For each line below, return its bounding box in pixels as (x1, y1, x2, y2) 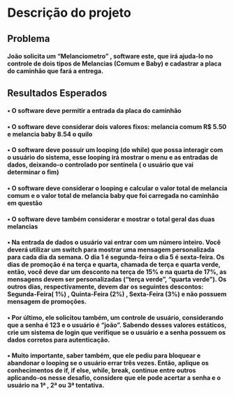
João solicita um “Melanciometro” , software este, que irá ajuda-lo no (7, 52, 213, 61)
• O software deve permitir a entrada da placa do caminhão (7, 107, 182, 115)
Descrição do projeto (7, 5, 131, 21)
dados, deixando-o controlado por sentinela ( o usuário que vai (7, 160, 194, 169)
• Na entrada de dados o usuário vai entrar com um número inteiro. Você (7, 238, 221, 247)
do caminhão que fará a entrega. (7, 67, 103, 75)
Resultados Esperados (7, 87, 108, 99)
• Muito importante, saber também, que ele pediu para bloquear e (7, 351, 201, 360)
